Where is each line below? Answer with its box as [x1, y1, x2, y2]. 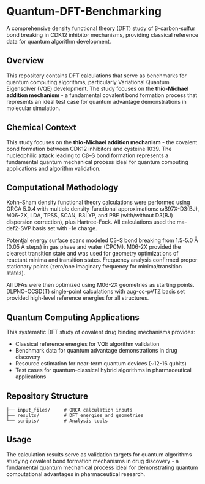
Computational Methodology [6, 182, 119, 193]
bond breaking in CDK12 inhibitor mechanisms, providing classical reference [6, 31, 199, 38]
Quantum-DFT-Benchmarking [6, 4, 162, 18]
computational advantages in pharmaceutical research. [6, 470, 146, 477]
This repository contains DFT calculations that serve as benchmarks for [6, 72, 187, 79]
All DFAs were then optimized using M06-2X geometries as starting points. [6, 281, 195, 289]
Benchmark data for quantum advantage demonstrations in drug [15, 347, 177, 354]
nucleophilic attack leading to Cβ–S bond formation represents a [6, 152, 169, 159]
